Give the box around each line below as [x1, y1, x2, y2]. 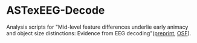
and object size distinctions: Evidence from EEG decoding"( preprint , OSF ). [6, 29, 192, 36]
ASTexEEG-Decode [6, 4, 105, 17]
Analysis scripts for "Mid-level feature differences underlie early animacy [6, 23, 189, 30]
